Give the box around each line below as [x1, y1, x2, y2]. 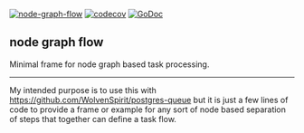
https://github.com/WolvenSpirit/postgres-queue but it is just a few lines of [9, 94, 289, 105]
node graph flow [9, 34, 104, 50]
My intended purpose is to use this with [9, 84, 157, 95]
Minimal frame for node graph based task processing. [9, 59, 210, 70]
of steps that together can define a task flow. [9, 113, 176, 124]
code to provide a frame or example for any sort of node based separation [9, 104, 287, 115]
